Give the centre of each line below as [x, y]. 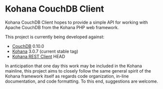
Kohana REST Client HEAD [39, 56]
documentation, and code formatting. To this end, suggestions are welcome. [81, 81]
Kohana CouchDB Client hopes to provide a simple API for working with [77, 22]
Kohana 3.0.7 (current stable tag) [45, 51]
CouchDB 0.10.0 [28, 46]
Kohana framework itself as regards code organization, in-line [67, 76]
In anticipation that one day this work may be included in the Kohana [73, 66]
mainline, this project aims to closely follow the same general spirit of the [78, 71]
